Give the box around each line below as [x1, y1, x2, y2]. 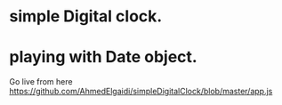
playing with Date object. [9, 47, 197, 68]
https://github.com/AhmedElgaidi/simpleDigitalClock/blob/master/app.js [9, 86, 273, 97]
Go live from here [9, 77, 73, 87]
